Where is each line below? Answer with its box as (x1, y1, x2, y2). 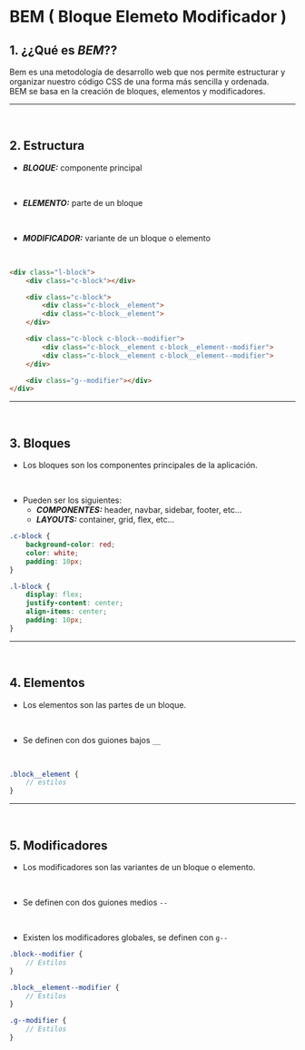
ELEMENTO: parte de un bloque (22, 197, 143, 208)
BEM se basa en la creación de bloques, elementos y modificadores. (9, 86, 266, 96)
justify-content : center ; (25, 599, 124, 608)
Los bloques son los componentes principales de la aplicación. (22, 460, 259, 471)
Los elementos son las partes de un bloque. (22, 699, 187, 710)
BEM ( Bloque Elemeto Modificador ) (9, 6, 288, 27)
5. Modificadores (9, 838, 108, 853)
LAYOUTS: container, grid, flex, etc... (35, 515, 175, 525)
